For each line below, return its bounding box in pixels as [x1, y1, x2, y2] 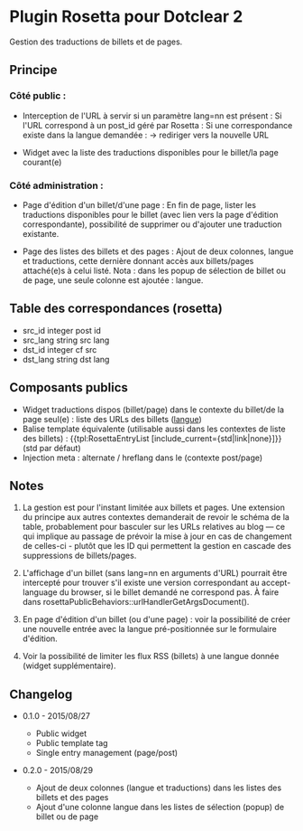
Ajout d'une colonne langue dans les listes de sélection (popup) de [35, 802, 285, 813]
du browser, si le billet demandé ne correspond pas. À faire [59, 587, 280, 598]
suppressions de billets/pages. [22, 550, 137, 562]
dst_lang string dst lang [22, 354, 110, 364]
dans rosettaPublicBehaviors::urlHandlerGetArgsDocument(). [22, 597, 250, 608]
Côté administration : [9, 179, 104, 192]
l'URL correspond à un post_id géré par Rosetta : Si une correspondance [22, 119, 293, 130]
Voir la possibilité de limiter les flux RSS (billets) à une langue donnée [22, 651, 280, 662]
